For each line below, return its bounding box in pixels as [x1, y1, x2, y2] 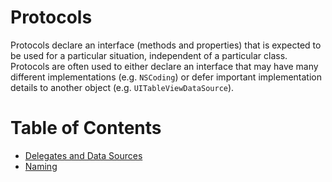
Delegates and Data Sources [24, 149, 143, 161]
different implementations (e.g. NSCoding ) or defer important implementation [10, 71, 323, 83]
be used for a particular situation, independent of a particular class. [10, 49, 288, 61]
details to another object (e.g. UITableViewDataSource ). [10, 81, 235, 93]
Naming [24, 160, 58, 172]
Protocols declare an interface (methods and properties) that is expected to [10, 39, 322, 51]
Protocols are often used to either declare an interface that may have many [10, 60, 319, 72]
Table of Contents [10, 117, 162, 140]
